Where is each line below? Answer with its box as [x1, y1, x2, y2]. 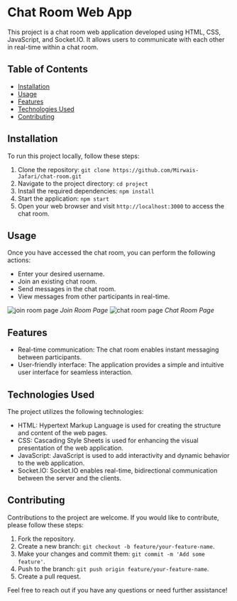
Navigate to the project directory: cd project [17, 179, 148, 188]
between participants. [17, 353, 82, 361]
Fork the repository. [17, 534, 76, 543]
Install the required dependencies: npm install [17, 186, 155, 195]
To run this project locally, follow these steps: [7, 152, 140, 160]
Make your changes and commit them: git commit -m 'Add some [17, 549, 206, 558]
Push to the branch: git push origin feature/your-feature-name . [17, 564, 209, 573]
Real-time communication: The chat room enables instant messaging [17, 345, 219, 354]
